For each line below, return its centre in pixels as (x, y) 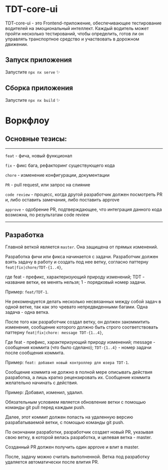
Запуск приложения (38, 60)
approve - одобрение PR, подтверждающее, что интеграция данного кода (84, 209)
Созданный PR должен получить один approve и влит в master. (72, 447)
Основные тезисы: (36, 139)
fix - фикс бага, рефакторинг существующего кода (60, 165)
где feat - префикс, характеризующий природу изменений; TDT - (75, 277)
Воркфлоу (27, 120)
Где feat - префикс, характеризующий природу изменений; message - (80, 342)
